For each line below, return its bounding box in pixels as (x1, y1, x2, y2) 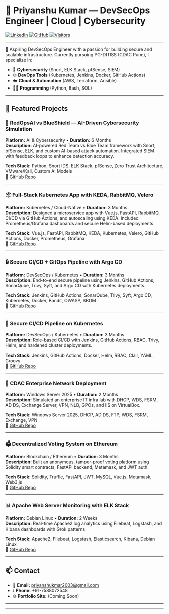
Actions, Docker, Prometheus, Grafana (5, 235, 85, 241)
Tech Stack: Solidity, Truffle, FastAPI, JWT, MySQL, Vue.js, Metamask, (5, 474, 152, 480)
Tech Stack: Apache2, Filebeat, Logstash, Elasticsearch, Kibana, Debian (5, 536, 155, 542)
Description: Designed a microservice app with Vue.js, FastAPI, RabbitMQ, (5, 210, 160, 216)
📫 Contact (5, 566, 40, 575)
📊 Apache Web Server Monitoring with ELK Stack (5, 502, 129, 509)
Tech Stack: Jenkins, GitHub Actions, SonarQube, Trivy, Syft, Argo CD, (5, 292, 152, 298)
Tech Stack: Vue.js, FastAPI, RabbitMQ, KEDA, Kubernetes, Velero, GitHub (5, 230, 159, 236)
